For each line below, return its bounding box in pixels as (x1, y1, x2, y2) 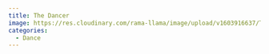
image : (8, 19, 30, 27)
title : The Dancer (8, 11, 70, 20)
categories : (8, 26, 48, 34)
